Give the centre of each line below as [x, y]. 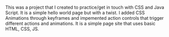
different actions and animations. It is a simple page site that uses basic [80, 23]
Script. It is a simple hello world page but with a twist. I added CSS [75, 13]
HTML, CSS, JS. [22, 29]
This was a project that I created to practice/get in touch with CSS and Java [85, 7]
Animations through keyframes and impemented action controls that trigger [85, 18]
